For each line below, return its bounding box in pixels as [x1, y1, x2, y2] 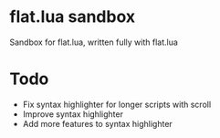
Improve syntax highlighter [22, 108, 123, 120]
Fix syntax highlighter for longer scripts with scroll [22, 99, 212, 110]
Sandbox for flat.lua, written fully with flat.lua [9, 37, 178, 48]
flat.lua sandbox [9, 6, 136, 27]
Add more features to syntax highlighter [22, 118, 173, 129]
